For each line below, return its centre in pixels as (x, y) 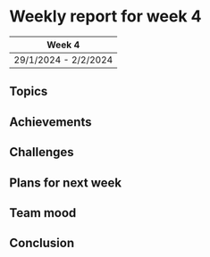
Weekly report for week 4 (106, 17)
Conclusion (42, 243)
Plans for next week (66, 182)
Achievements (50, 122)
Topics (29, 91)
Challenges (42, 152)
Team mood (43, 213)
